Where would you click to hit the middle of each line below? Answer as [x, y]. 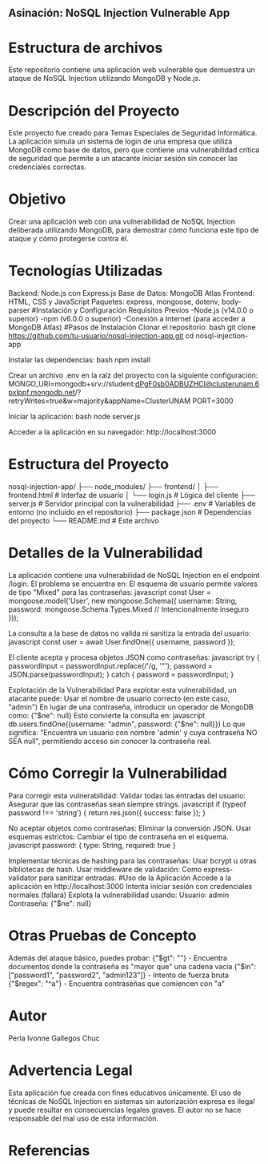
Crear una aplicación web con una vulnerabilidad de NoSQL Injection [122, 222]
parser [19, 310]
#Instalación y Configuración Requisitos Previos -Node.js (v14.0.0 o [143, 310]
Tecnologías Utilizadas [86, 271]
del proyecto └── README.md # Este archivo [84, 521]
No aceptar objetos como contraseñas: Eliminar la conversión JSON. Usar [130, 828]
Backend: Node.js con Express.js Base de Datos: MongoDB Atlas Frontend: [132, 293]
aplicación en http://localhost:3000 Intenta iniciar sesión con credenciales [130, 886]
